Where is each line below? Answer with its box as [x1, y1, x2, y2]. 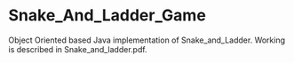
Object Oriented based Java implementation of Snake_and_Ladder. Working [8, 35, 286, 45]
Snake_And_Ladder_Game [8, 5, 206, 26]
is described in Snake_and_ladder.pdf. [8, 43, 147, 54]
